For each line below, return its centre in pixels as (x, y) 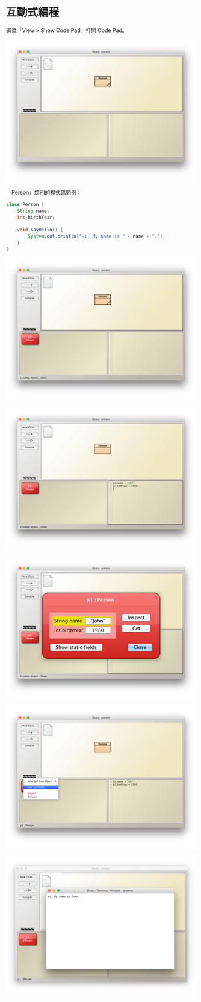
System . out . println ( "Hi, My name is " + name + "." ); (97, 236)
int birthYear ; (36, 217)
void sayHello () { (40, 230)
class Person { (25, 204)
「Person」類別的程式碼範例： (44, 192)
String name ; (33, 211)
